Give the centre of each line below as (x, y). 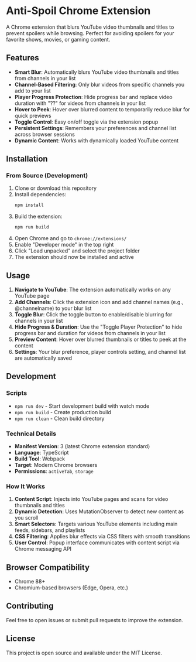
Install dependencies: (40, 194)
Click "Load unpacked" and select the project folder (77, 251)
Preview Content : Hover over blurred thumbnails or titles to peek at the (100, 339)
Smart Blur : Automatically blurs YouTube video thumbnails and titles (97, 72)
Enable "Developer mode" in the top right (64, 245)
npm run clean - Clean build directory (59, 418)
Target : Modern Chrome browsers (56, 465)
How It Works (26, 486)
